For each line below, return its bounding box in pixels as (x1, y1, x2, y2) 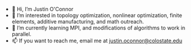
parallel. (11, 31, 31, 38)
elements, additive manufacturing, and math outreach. (11, 18, 144, 25)
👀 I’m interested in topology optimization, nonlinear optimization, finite (11, 12, 182, 19)
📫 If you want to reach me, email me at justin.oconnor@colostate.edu (11, 37, 182, 44)
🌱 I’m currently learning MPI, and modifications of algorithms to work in (11, 24, 186, 31)
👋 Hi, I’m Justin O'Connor (11, 6, 74, 12)
